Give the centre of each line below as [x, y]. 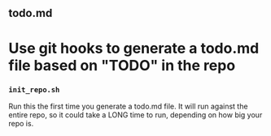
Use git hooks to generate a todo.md [134, 48]
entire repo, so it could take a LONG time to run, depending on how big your [135, 115]
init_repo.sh [34, 89]
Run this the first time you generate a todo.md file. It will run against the [128, 106]
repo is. [21, 123]
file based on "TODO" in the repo [122, 65]
